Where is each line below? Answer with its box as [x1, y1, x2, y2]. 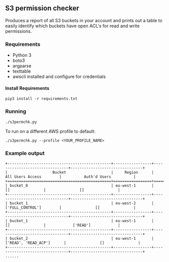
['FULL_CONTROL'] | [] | [5, 205, 136, 210]
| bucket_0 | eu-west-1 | [5, 183, 154, 188]
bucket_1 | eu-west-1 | [10, 218, 154, 223]
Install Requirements [5, 85, 49, 91]
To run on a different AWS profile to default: [5, 128, 96, 134]
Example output [5, 150, 45, 157]
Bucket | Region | [52, 170, 154, 175]
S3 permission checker [5, 4, 79, 13]
